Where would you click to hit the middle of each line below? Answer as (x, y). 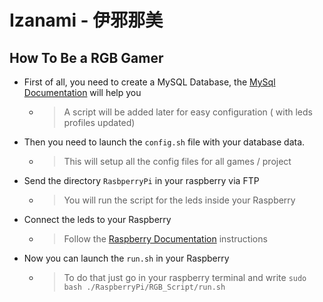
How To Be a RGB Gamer (86, 57)
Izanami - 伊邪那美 (86, 20)
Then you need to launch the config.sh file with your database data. (164, 142)
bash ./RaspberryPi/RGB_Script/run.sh (144, 287)
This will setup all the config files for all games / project (177, 161)
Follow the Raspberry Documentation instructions (165, 239)
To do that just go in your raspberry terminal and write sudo (185, 277)
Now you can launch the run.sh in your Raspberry (126, 258)
